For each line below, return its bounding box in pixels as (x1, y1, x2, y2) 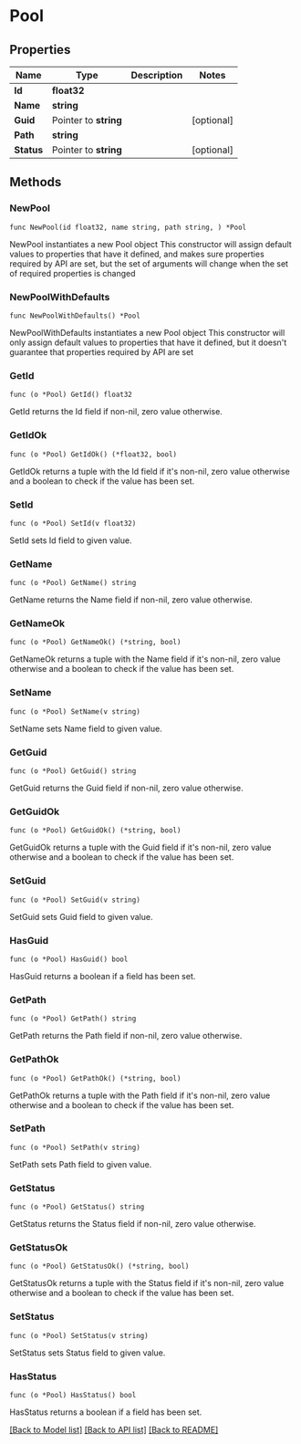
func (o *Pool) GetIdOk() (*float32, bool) (9, 449, 178, 459)
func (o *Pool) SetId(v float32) (9, 518, 137, 528)
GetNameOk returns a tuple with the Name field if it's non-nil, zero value (9, 654, 281, 664)
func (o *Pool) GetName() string (9, 579, 137, 588)
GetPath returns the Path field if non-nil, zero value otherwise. (9, 1031, 243, 1041)
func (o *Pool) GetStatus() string (9, 1202, 145, 1212)
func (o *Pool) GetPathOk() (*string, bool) (9, 1073, 182, 1083)
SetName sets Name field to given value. (9, 723, 162, 734)
